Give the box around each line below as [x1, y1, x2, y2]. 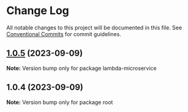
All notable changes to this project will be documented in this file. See [6, 24, 182, 31]
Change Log [6, 4, 69, 18]
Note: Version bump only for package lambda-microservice [6, 64, 157, 72]
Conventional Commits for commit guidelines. [6, 30, 121, 37]
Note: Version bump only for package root [6, 99, 113, 106]
